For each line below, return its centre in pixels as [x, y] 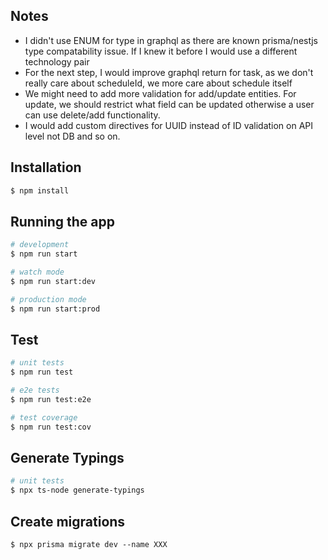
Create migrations [68, 521]
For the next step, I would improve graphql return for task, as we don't [169, 72]
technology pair [57, 61]
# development [40, 245]
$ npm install [40, 190]
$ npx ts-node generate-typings [77, 490]
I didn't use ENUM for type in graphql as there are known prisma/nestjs [171, 40]
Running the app [62, 221]
